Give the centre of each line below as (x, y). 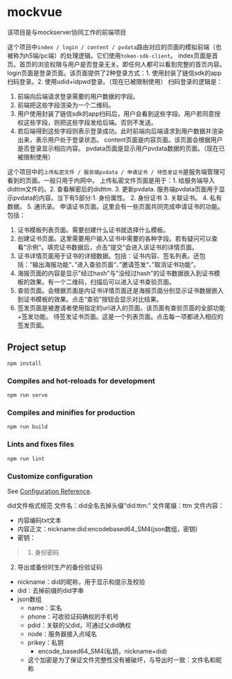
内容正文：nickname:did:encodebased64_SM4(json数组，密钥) (107, 528)
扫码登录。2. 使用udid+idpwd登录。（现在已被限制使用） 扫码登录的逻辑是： (115, 81)
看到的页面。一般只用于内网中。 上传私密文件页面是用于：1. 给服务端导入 (111, 180)
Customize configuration (50, 476)
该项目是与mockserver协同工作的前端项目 (67, 32)
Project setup (37, 347)
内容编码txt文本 (39, 520)
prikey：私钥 (46, 642)
